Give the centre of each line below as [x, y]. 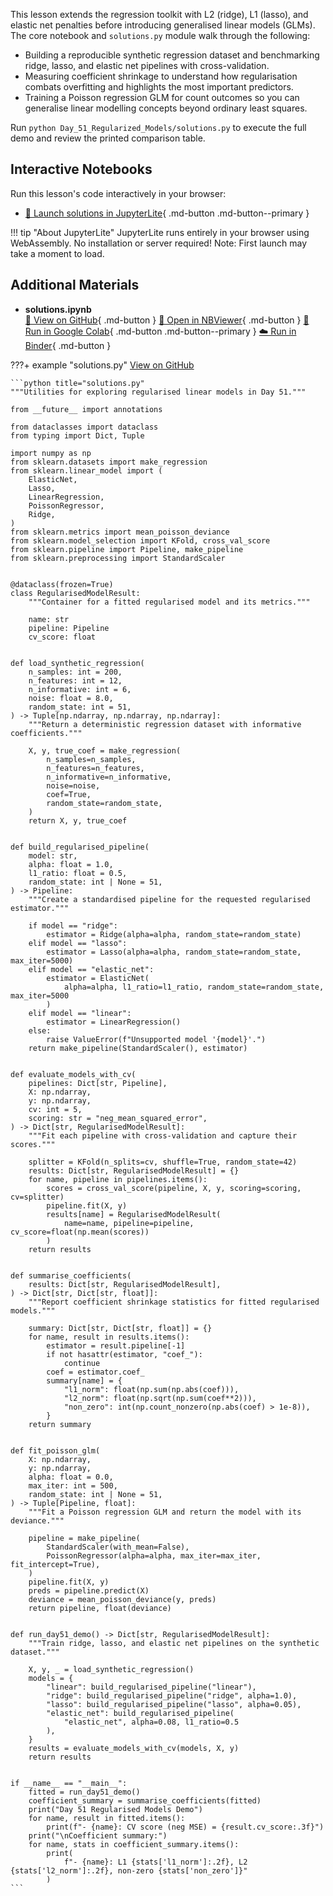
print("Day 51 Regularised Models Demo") [115, 1809]
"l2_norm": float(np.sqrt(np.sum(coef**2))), [160, 1398]
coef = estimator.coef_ [95, 1372]
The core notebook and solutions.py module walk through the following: [160, 35]
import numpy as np [51, 453]
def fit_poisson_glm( [55, 1450]
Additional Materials [75, 285]
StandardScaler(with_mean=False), [118, 1547]
